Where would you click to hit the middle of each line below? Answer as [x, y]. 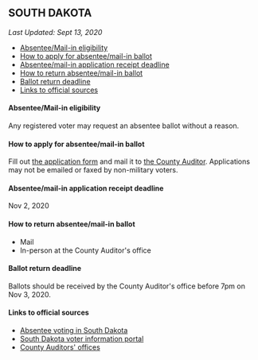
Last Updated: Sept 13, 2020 [55, 32]
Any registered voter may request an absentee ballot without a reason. [124, 126]
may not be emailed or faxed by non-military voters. [93, 170]
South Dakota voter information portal [82, 339]
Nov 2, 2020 [29, 206]
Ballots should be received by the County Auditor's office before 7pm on [127, 286]
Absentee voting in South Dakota [74, 331]
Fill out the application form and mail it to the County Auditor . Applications [129, 161]
